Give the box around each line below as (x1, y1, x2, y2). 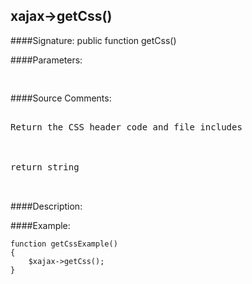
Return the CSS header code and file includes (10, 121, 243, 133)
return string (10, 161, 80, 173)
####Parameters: (10, 54, 83, 66)
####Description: (10, 200, 83, 212)
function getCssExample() (10, 239, 118, 249)
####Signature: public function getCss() (10, 34, 177, 46)
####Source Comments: (10, 92, 112, 104)
